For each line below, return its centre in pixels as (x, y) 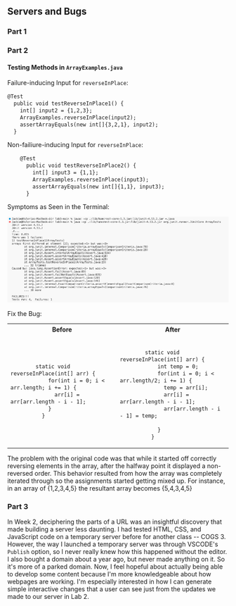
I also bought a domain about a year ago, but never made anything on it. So (116, 560)
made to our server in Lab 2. (48, 597)
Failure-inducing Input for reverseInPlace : (68, 83)
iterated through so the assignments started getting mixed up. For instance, (117, 481)
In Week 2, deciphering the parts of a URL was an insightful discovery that (115, 522)
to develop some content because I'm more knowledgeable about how (109, 574)
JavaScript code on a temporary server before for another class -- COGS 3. (117, 537)
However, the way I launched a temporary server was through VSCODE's (113, 544)
